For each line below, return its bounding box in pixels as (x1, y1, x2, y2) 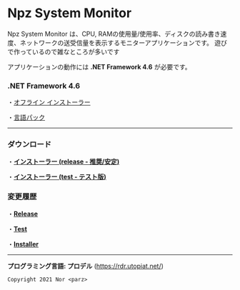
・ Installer (7, 239, 39, 248)
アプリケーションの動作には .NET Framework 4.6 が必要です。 (7, 62, 191, 71)
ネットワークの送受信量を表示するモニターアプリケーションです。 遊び (19, 38, 227, 47)
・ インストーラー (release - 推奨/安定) (7, 157, 120, 166)
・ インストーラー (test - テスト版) (7, 172, 107, 181)
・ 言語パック (7, 113, 45, 122)
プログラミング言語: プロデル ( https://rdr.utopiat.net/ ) (7, 261, 164, 270)
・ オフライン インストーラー (7, 98, 91, 106)
